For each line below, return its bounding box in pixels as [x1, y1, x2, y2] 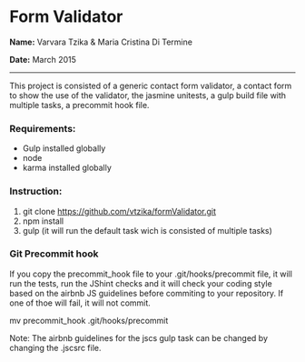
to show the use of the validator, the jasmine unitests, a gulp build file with [9, 89, 287, 101]
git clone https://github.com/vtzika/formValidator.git [22, 206, 216, 216]
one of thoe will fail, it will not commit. [9, 297, 152, 308]
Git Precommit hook [9, 247, 99, 260]
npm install [22, 216, 64, 226]
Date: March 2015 [9, 54, 77, 65]
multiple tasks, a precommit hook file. [9, 99, 150, 110]
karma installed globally [22, 162, 112, 174]
